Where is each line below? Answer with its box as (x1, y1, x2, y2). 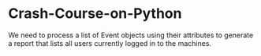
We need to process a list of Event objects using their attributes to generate (8, 30, 254, 40)
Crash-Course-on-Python (8, 5, 182, 23)
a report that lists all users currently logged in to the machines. (8, 38, 211, 47)
